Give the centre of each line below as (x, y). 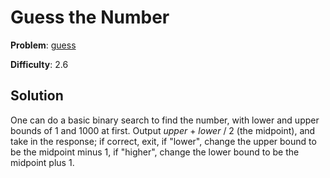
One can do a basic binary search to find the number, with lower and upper (165, 120)
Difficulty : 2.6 (39, 64)
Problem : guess (43, 45)
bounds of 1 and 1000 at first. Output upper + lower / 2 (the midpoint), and (163, 130)
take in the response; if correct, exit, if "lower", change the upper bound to (163, 141)
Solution (37, 96)
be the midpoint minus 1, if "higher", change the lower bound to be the (155, 152)
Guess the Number (90, 17)
